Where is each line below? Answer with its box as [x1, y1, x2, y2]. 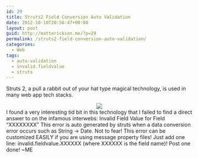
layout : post [6, 25, 38, 31]
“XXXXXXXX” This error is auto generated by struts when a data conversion [6, 121, 191, 129]
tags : [6, 52, 20, 58]
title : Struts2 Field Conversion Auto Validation [6, 14, 131, 20]
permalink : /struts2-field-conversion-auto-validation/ [6, 36, 147, 42]
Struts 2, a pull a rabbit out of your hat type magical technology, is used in [6, 85, 186, 92]
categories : [6, 42, 35, 48]
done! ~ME [6, 146, 33, 153]
